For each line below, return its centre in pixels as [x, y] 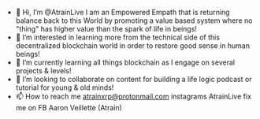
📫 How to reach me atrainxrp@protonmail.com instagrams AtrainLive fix [134, 96]
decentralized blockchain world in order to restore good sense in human [133, 46]
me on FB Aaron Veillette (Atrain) [69, 108]
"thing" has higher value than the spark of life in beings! [106, 29]
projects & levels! [43, 71]
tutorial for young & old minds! [65, 87]
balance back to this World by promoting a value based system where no [134, 20]
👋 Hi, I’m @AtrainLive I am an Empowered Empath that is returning [123, 12]
